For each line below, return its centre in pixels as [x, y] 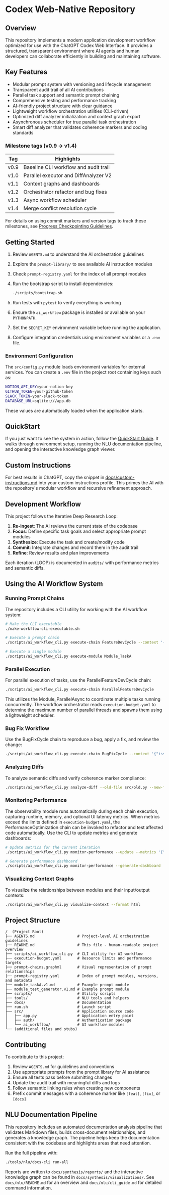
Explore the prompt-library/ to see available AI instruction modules [82, 264]
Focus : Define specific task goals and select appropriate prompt [79, 531]
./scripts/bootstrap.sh [37, 293]
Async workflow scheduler [55, 200]
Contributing [26, 1045]
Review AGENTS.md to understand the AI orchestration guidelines [78, 254]
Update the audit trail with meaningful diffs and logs [66, 1083]
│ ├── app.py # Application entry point [70, 1016]
